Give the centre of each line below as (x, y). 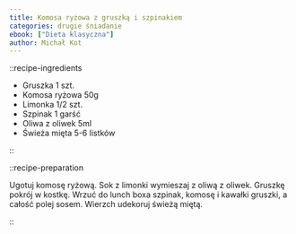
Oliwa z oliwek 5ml (57, 124)
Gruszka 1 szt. (48, 85)
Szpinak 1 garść (51, 114)
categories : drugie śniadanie (66, 26)
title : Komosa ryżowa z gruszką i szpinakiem (96, 17)
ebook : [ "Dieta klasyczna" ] (62, 34)
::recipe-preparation (46, 168)
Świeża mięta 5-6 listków (69, 133)
